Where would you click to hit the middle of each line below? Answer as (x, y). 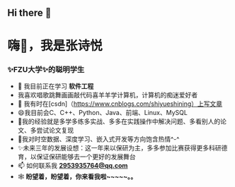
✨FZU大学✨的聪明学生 (46, 69)
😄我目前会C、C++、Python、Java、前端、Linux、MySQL (102, 112)
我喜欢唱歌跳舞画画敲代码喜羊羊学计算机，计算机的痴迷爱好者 (108, 95)
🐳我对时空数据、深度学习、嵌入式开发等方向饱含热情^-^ (98, 139)
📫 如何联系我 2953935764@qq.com (73, 165)
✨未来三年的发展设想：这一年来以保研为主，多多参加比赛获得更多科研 (119, 147)
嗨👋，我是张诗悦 (55, 46)
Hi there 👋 (29, 13)
